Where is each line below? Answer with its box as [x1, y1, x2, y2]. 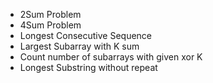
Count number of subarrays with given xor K [19, 51, 203, 63]
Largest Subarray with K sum [19, 40, 140, 52]
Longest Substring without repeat [19, 62, 158, 73]
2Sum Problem [19, 9, 82, 20]
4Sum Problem [19, 19, 82, 31]
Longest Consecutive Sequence [19, 30, 153, 41]
